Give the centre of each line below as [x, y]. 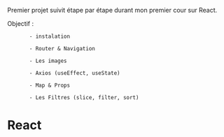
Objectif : [20, 23]
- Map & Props [50, 85]
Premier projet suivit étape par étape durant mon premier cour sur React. [112, 10]
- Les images [48, 61]
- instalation [50, 36]
